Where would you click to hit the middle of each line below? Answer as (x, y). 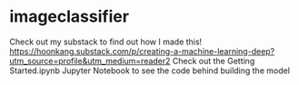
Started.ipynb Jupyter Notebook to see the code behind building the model (150, 71)
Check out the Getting (214, 61)
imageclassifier (70, 17)
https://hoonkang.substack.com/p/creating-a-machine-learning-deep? (142, 51)
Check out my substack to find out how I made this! (106, 42)
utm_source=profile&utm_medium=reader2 (90, 61)
